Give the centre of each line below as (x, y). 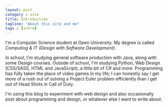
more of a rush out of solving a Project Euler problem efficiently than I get (81, 79)
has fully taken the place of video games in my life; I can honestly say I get (82, 73)
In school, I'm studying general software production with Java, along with (81, 57)
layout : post (19, 10)
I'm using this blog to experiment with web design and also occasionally (79, 94)
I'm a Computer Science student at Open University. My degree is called (80, 42)
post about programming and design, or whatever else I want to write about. (84, 99)
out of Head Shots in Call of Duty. (40, 84)
